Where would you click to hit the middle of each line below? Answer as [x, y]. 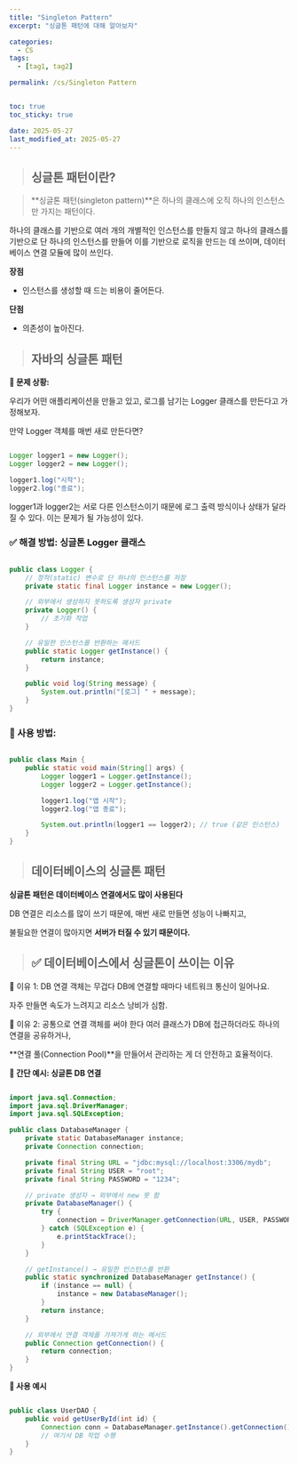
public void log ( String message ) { [91, 684]
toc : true [27, 107]
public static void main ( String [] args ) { [105, 768]
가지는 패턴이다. [68, 212]
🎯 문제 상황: [30, 382]
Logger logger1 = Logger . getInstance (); [117, 776]
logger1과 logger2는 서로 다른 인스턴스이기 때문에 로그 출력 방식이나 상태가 [140, 506]
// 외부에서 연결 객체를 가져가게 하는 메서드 [96, 1335]
